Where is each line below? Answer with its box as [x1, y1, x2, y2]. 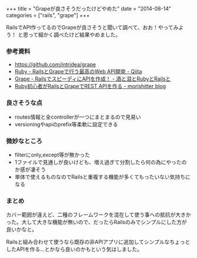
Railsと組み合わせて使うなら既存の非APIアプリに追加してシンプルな [6, 239, 170, 246]
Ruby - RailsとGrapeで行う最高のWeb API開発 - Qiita [14, 68, 142, 75]
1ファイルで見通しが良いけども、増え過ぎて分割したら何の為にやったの [14, 158, 187, 166]
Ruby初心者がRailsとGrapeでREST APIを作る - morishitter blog [14, 83, 166, 90]
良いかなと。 [6, 226, 37, 233]
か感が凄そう [14, 166, 46, 173]
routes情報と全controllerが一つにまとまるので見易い [14, 113, 141, 120]
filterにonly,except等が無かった [14, 151, 90, 158]
